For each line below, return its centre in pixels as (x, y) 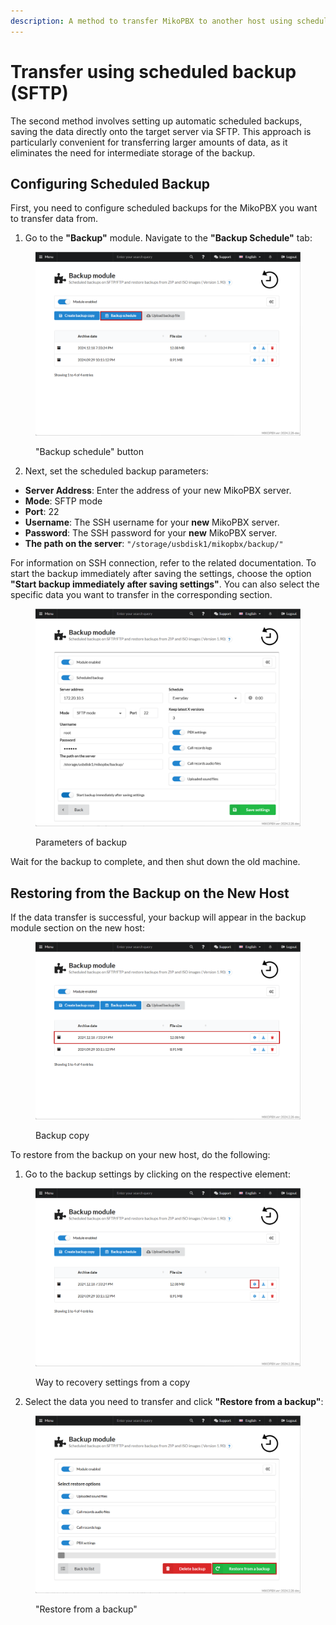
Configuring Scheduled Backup (110, 183)
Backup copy (62, 1136)
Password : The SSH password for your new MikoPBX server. (151, 532)
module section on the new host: (77, 927)
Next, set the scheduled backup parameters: (116, 471)
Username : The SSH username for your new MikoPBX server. (152, 522)
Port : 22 (42, 511)
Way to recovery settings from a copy (113, 1382)
